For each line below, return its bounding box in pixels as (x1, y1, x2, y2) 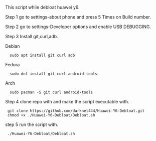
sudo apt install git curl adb (10, 53, 75, 58)
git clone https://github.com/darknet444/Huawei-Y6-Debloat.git (7, 108, 144, 113)
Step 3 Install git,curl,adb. (5, 34, 59, 39)
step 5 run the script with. (5, 121, 59, 127)
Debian (5, 43, 20, 49)
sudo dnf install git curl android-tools (10, 71, 98, 76)
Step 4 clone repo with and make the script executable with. (5, 99, 129, 104)
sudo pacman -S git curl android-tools (10, 90, 93, 95)
